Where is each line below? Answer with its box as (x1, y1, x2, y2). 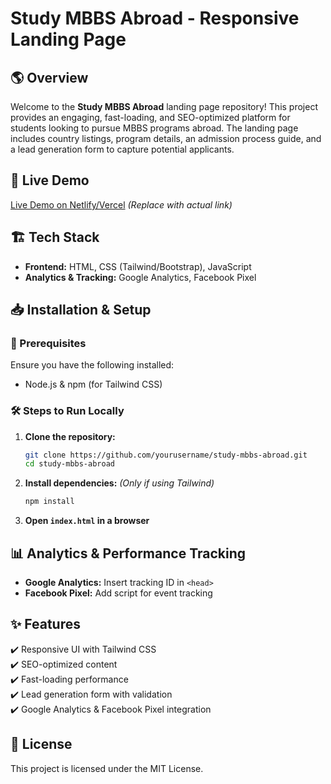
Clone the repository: (24, 430, 116, 442)
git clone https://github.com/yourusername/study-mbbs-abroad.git (24, 450, 308, 460)
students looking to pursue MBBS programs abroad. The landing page (10, 122, 299, 134)
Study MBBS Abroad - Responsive (10, 7, 300, 30)
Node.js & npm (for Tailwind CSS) (24, 378, 163, 391)
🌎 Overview (10, 69, 89, 86)
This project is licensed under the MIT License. (10, 762, 204, 774)
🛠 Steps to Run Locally (10, 404, 125, 418)
